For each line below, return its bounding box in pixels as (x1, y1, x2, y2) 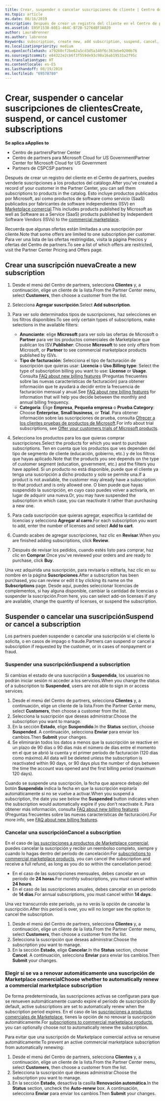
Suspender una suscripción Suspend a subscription (5, 661, 130, 668)
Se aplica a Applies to (5, 140, 49, 145)
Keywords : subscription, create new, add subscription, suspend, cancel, (5, 39, 160, 44)
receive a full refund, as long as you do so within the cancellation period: (5, 861, 152, 867)
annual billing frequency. (19, 399, 70, 405)
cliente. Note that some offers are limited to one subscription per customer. (5, 231, 156, 237)
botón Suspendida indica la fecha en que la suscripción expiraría (5, 785, 137, 791)
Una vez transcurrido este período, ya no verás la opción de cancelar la (5, 901, 150, 907)
